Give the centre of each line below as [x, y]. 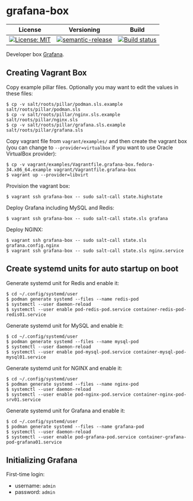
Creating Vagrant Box [46, 73]
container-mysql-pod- [160, 352]
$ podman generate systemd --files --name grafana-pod [75, 426]
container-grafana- [162, 437]
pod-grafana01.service [34, 442]
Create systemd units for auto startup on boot [92, 269]
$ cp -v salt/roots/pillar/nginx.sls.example [63, 114]
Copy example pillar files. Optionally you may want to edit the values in [92, 87]
